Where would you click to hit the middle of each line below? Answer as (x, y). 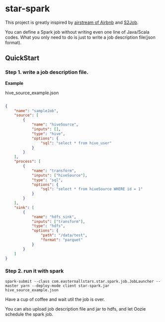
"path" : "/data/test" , (64, 235)
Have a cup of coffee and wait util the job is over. (55, 299)
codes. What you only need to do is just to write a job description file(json (80, 37)
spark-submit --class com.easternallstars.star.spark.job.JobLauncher (80, 281)
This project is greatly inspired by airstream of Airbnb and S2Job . (72, 22)
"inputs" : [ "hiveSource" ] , (59, 175)
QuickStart (22, 58)
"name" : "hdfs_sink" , (54, 217)
